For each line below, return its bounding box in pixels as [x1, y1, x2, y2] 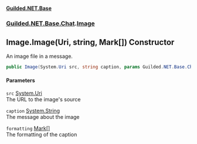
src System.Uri [6, 90, 42, 97]
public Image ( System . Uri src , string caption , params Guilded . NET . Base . [6, 64, 188, 70]
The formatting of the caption [6, 131, 77, 138]
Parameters [6, 77, 35, 84]
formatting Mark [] [6, 125, 50, 132]
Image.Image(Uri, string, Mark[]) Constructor [6, 37, 175, 47]
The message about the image [6, 114, 80, 121]
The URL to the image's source [6, 96, 81, 103]
